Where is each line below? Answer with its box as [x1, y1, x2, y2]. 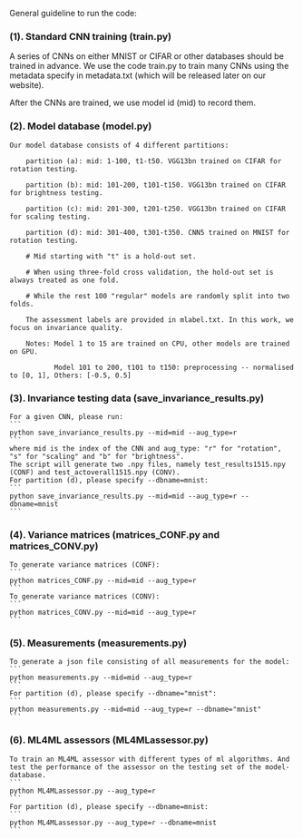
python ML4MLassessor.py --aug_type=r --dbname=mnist [9, 818, 218, 827]
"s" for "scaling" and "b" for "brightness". [9, 452, 184, 461]
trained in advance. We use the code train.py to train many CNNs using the [9, 61, 289, 72]
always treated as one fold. [9, 276, 120, 285]
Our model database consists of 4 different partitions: [9, 141, 230, 150]
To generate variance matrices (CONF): [9, 560, 161, 570]
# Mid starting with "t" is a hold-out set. [25, 251, 197, 261]
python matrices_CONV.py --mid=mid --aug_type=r [9, 608, 197, 618]
